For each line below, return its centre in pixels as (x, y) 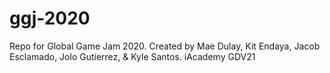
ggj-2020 (50, 18)
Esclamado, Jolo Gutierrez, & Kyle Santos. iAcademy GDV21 (132, 56)
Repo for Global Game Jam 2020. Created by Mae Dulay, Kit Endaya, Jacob (165, 46)
